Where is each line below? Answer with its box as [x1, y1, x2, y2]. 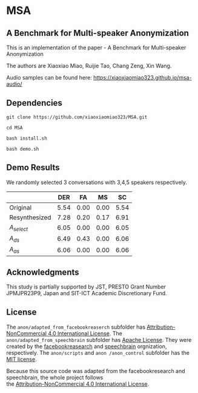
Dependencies [6, 98, 62, 108]
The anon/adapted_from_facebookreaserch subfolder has [6, 323, 146, 330]
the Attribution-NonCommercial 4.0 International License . [6, 380, 150, 388]
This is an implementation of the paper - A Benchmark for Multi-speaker [6, 44, 186, 51]
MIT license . [6, 355, 38, 363]
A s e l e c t [9, 223, 28, 233]
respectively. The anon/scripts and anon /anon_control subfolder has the [6, 349, 190, 356]
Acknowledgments [6, 267, 80, 277]
